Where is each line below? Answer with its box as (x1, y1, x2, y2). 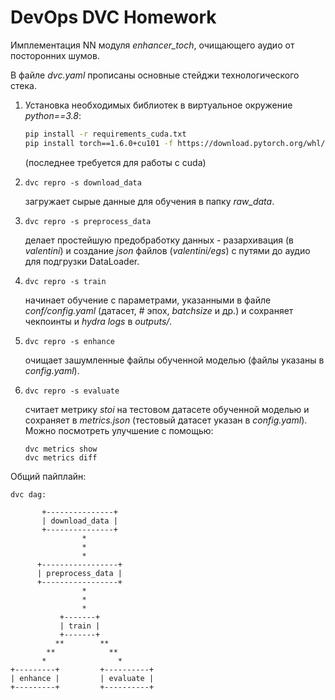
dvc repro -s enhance (24, 336, 115, 346)
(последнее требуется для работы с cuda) (24, 156, 207, 168)
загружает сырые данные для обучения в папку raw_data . (24, 195, 275, 207)
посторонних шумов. (10, 49, 100, 61)
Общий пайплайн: (10, 470, 87, 482)
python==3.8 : (24, 109, 82, 121)
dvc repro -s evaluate (24, 386, 120, 396)
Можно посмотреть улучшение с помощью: (24, 424, 214, 436)
